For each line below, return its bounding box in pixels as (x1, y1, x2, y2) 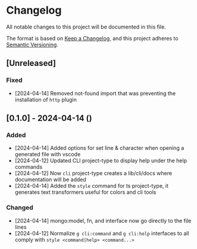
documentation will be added (14, 176, 86, 183)
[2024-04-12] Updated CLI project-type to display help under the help (14, 157, 187, 164)
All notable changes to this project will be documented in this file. (6, 23, 167, 30)
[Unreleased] (6, 58, 57, 68)
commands (14, 163, 43, 171)
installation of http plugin (14, 96, 77, 103)
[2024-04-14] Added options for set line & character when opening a (14, 144, 185, 152)
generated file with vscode (14, 151, 81, 158)
